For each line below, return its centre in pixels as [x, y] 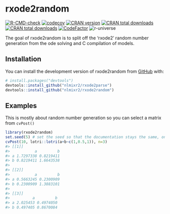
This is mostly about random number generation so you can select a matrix [83, 118]
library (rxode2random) [29, 132]
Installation [23, 59]
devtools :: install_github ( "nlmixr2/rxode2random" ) [60, 90]
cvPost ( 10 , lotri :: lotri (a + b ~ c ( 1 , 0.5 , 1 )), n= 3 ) [56, 142]
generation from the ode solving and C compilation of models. [70, 43]
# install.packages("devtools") [39, 81]
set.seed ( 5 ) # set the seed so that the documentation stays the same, [82, 137]
